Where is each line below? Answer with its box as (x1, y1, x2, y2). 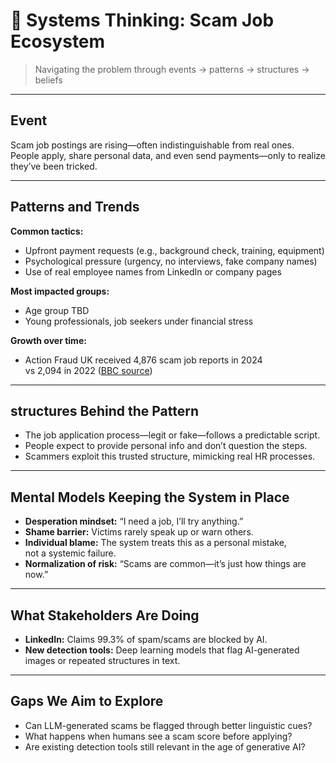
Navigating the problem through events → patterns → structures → (34, 63, 310, 75)
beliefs (34, 74, 63, 86)
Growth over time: (10, 334, 87, 346)
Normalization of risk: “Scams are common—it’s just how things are (24, 558, 307, 570)
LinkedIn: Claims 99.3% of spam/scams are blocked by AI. (24, 634, 268, 645)
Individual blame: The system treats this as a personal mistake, (24, 537, 287, 549)
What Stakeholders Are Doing (10, 607, 200, 624)
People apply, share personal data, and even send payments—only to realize (10, 149, 326, 161)
